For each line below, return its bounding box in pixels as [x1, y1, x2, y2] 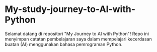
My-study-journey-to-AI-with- [5, 3, 136, 15]
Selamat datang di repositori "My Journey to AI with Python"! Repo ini [5, 30, 149, 36]
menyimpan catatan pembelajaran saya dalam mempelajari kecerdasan [5, 36, 152, 42]
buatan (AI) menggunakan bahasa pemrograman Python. [5, 41, 123, 47]
